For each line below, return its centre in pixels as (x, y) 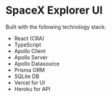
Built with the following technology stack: (56, 27)
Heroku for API (32, 89)
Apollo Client (30, 51)
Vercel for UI (29, 82)
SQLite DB (27, 76)
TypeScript (28, 45)
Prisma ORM (29, 70)
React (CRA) (29, 38)
